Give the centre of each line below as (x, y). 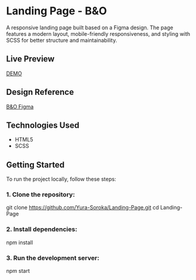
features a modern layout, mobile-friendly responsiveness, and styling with (98, 33)
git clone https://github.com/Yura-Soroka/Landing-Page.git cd (83, 208)
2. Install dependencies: (42, 229)
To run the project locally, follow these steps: (61, 179)
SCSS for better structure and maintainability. (62, 40)
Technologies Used (43, 125)
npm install (20, 242)
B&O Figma (20, 106)
